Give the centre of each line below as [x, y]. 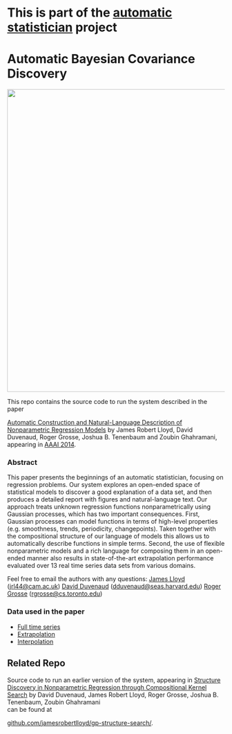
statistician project [62, 27]
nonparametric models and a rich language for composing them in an [106, 551]
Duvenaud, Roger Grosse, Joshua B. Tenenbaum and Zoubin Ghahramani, [112, 437]
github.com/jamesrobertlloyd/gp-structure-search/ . [80, 723]
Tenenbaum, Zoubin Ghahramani [54, 702]
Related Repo [36, 663]
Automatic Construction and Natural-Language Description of [95, 423]
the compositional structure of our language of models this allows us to [108, 536]
